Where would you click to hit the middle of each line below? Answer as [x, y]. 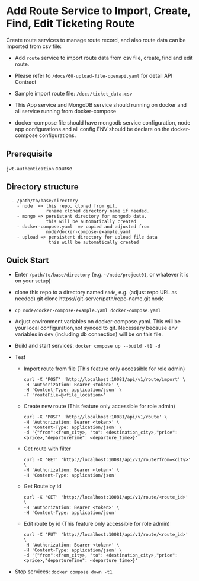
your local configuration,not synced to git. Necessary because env [96, 328]
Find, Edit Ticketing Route [70, 23]
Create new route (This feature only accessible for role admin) [99, 406]
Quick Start [28, 260]
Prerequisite [29, 154]
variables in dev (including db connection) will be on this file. [89, 334]
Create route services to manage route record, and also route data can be [96, 40]
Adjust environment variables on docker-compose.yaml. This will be [97, 322]
